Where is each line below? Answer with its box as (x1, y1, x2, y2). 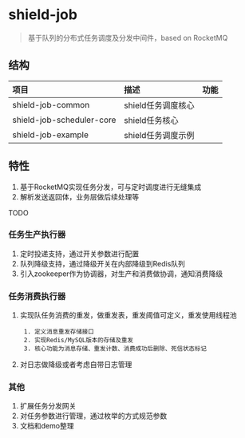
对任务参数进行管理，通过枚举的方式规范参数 (19, 411, 168, 420)
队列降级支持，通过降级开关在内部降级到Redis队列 (19, 258, 186, 268)
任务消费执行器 (8, 290, 66, 302)
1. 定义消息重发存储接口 (23, 328, 94, 336)
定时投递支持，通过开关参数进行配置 (19, 249, 140, 258)
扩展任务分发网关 (19, 401, 77, 411)
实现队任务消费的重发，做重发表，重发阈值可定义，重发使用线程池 (19, 310, 237, 320)
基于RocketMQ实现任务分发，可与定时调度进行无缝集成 (19, 182, 202, 191)
